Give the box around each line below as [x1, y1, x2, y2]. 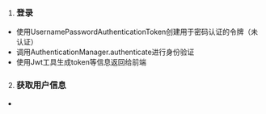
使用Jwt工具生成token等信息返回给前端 [15, 57, 147, 67]
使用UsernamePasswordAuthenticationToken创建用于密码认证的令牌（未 [15, 27, 259, 37]
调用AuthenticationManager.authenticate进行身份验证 [15, 47, 195, 57]
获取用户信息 [15, 79, 66, 91]
